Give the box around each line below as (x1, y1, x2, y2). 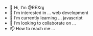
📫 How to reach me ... (9, 26, 55, 31)
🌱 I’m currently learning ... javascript (9, 15, 83, 20)
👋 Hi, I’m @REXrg (9, 5, 45, 10)
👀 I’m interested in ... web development (9, 10, 89, 16)
